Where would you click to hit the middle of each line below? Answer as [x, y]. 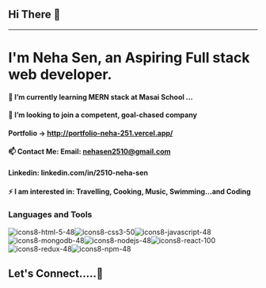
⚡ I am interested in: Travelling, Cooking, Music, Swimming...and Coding [129, 191]
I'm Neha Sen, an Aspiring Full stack [129, 58]
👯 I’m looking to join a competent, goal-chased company [103, 115]
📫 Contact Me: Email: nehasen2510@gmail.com [90, 152]
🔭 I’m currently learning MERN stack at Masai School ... [101, 97]
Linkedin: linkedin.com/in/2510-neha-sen [78, 172]
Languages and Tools [50, 214]
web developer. [60, 74]
